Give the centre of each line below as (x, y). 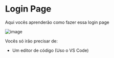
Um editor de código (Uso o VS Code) (50, 50)
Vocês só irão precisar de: (31, 41)
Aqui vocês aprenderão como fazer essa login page (57, 22)
